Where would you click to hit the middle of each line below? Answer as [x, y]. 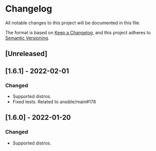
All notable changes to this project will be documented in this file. [73, 23]
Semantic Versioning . [27, 38]
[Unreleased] [26, 54]
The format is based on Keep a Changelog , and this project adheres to [78, 32]
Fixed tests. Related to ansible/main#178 [54, 102]
